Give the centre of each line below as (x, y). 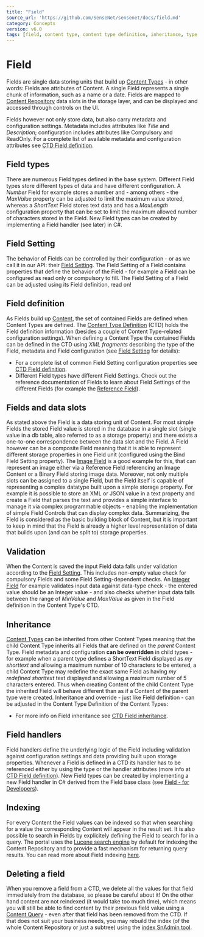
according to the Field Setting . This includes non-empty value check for (97, 573)
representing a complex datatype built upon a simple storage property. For (100, 487)
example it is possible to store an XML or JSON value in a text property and (100, 494)
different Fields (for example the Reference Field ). (77, 389)
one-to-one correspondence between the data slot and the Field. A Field (97, 442)
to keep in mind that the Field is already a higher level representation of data (102, 526)
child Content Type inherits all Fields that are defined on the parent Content (101, 645)
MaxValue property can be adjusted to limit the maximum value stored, (95, 198)
